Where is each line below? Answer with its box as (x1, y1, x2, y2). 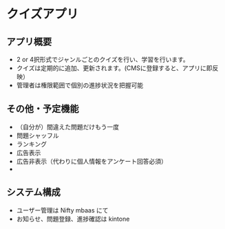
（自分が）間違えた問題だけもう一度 (16, 122, 120, 131)
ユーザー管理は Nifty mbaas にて (16, 206, 109, 214)
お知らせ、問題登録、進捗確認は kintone (16, 215, 130, 223)
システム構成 (6, 186, 61, 198)
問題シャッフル (16, 131, 59, 140)
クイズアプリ (6, 6, 79, 22)
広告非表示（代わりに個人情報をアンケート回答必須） (16, 157, 168, 165)
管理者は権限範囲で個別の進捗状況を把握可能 (16, 81, 144, 89)
